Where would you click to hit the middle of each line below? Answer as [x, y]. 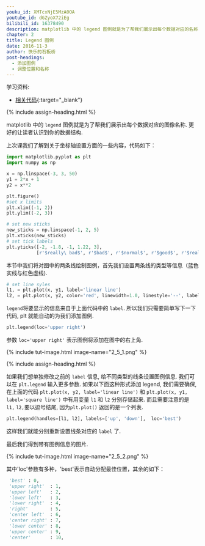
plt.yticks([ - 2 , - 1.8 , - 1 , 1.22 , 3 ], [54, 247]
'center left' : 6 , [35, 515]
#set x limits [24, 202]
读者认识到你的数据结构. [53, 133]
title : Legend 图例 [30, 40]
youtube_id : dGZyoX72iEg [38, 18]
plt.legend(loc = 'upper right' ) [46, 328]
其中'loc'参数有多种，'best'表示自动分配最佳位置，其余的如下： [86, 469]
